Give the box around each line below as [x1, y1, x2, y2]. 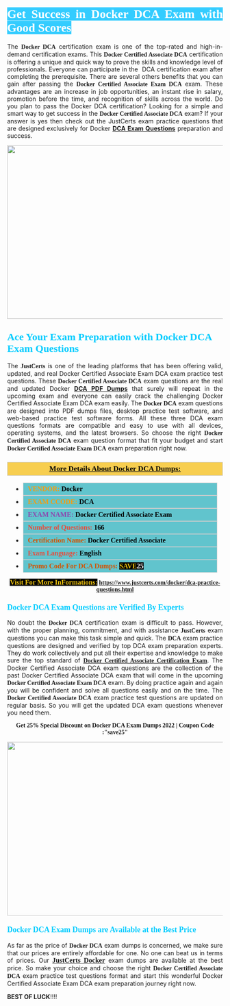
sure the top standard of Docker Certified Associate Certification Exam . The [7, 656, 224, 664]
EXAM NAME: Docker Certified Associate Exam [27, 511, 172, 519]
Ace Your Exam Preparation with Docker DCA [7, 331, 212, 343]
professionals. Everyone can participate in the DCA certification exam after [7, 65, 223, 73]
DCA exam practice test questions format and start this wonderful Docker [7, 971, 223, 980]
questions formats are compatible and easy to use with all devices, [7, 421, 223, 429]
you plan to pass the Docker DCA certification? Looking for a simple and [7, 101, 223, 110]
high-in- [199, 42, 223, 51]
